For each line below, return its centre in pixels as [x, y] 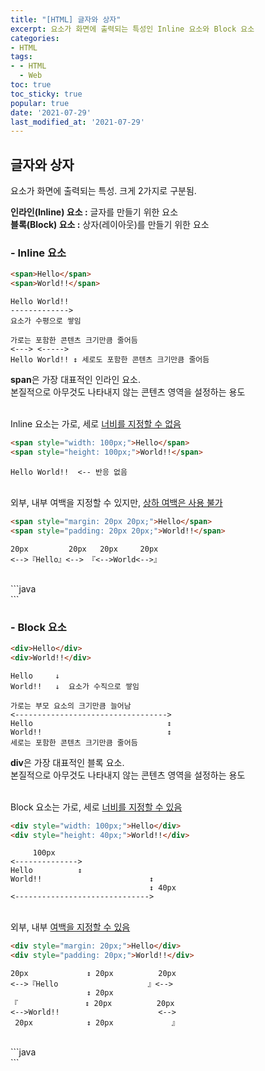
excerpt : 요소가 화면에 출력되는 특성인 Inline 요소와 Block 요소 [132, 29]
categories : [35, 38]
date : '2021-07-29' [51, 112]
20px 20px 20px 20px [84, 549]
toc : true [31, 85]
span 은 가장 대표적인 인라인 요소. [75, 380]
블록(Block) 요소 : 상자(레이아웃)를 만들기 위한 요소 [110, 225]
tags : [21, 57]
